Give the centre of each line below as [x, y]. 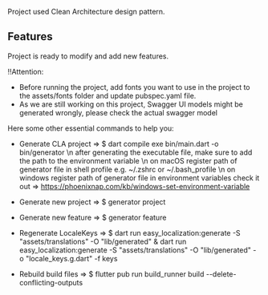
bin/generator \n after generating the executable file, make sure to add [136, 152]
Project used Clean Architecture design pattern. [86, 12]
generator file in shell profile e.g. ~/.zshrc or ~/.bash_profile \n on [127, 169]
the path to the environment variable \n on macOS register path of [128, 160]
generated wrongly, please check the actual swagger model [118, 112]
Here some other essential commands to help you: [91, 128]
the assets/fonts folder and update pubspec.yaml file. [108, 95]
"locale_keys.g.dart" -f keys [72, 258]
